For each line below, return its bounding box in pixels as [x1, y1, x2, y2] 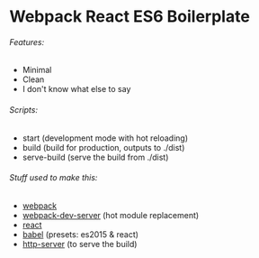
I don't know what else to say [22, 84, 131, 95]
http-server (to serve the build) [22, 238, 138, 249]
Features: [9, 36, 45, 47]
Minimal [22, 65, 52, 76]
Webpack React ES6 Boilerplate [9, 6, 250, 27]
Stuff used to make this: [9, 172, 98, 183]
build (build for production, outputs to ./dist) [22, 142, 185, 152]
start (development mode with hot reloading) [22, 133, 189, 143]
